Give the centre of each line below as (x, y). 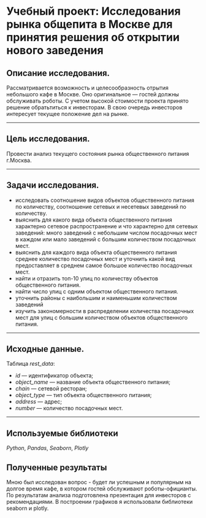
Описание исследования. (58, 73)
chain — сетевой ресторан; (51, 388)
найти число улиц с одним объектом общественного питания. (97, 291)
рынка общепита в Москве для (90, 24)
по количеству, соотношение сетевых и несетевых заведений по (101, 206)
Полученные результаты (57, 467)
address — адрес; (39, 402)
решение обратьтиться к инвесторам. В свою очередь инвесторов (94, 107)
